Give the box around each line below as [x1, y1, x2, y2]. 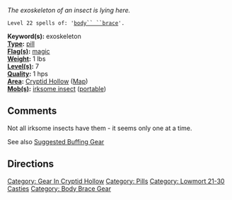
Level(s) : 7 [7, 62, 40, 70]
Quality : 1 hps [7, 70, 48, 78]
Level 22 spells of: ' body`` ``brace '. [7, 20, 125, 27]
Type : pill [7, 40, 35, 48]
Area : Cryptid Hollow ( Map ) [7, 77, 88, 86]
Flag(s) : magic [7, 47, 51, 55]
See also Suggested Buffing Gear [7, 137, 105, 146]
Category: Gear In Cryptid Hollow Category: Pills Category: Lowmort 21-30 [7, 177, 225, 185]
